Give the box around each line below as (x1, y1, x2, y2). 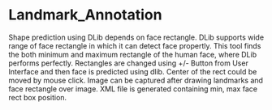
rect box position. (8, 92, 67, 102)
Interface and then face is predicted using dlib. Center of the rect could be (8, 66, 257, 76)
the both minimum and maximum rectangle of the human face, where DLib (8, 49, 257, 59)
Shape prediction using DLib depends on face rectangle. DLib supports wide (8, 32, 265, 42)
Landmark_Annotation (8, 6, 162, 24)
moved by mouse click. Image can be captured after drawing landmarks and (8, 75, 264, 85)
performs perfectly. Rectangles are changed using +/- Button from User (8, 58, 249, 68)
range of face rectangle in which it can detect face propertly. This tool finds (8, 40, 261, 50)
